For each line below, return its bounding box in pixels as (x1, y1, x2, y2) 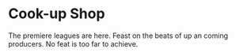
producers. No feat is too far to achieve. (8, 39, 139, 48)
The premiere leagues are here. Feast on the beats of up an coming (8, 31, 228, 40)
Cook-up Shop (8, 5, 105, 23)
